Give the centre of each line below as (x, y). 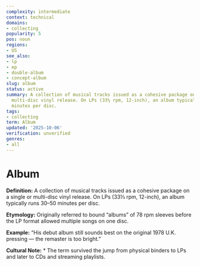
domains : (17, 23)
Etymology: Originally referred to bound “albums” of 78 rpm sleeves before (99, 214)
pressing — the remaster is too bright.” (54, 239)
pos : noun (18, 39)
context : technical (30, 17)
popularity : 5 (24, 34)
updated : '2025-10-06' (34, 128)
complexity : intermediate (38, 12)
